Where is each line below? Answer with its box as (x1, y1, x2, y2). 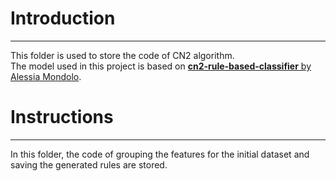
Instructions (10, 106, 114, 129)
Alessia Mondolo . (10, 70, 82, 82)
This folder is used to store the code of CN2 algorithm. (10, 49, 235, 61)
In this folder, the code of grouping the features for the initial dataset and (10, 148, 310, 160)
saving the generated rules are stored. (10, 158, 168, 171)
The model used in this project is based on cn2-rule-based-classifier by (10, 60, 312, 72)
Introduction (10, 7, 116, 30)
